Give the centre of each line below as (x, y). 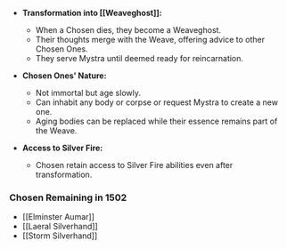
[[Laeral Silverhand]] (60, 227)
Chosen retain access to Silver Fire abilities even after (134, 165)
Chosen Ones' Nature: (64, 76)
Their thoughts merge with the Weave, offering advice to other (150, 40)
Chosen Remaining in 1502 (68, 197)
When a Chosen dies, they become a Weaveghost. (128, 30)
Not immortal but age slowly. (88, 93)
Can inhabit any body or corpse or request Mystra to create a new (157, 102)
